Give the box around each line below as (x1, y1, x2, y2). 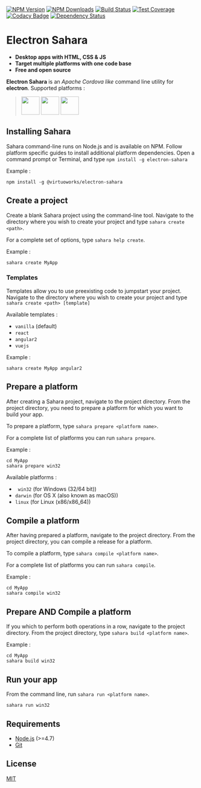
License (6, 759, 37, 769)
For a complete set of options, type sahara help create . (6, 236, 145, 243)
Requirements (6, 718, 60, 729)
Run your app (6, 674, 58, 684)
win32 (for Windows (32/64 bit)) (18, 485, 97, 492)
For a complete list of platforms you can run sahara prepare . (6, 434, 156, 442)
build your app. (6, 411, 44, 418)
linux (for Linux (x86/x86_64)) (14, 498, 91, 505)
